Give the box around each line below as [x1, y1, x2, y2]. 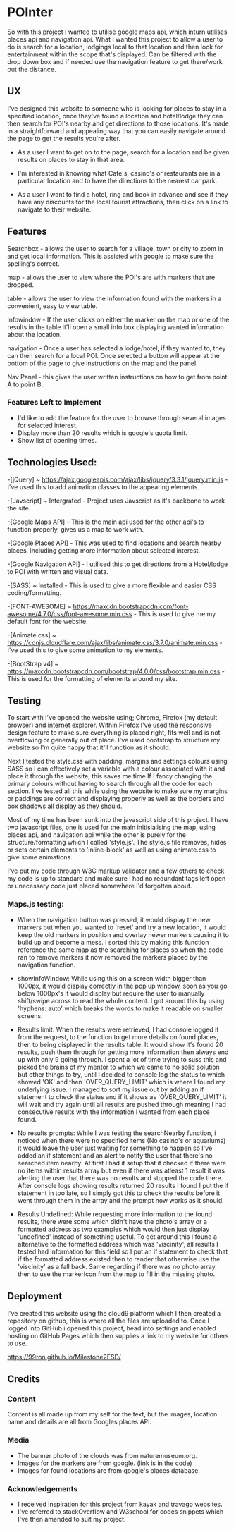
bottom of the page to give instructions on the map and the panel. [7, 359, 199, 367]
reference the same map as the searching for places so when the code [17, 945, 223, 954]
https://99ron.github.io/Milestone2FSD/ [7, 1352, 121, 1361]
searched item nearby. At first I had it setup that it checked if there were [17, 1158, 227, 1167]
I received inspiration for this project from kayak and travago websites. [17, 1500, 223, 1508]
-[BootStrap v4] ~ [7, 659, 59, 668]
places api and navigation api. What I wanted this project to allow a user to [7, 35, 223, 43]
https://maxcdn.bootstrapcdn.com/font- [73, 602, 189, 611]
